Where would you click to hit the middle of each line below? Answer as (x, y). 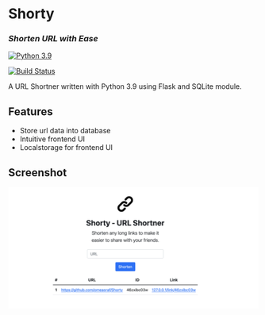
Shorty (31, 14)
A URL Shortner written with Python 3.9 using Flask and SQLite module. (125, 86)
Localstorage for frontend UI (66, 148)
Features (31, 111)
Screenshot (38, 173)
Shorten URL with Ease (53, 39)
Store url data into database (65, 131)
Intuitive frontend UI (52, 139)
